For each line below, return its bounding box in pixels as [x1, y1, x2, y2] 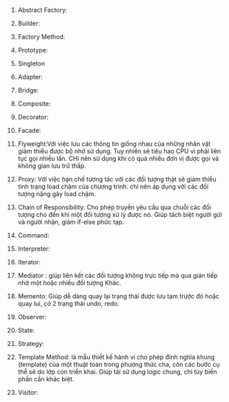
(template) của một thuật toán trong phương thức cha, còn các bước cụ [17, 361, 220, 368]
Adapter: [17, 73, 43, 81]
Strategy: [17, 340, 44, 347]
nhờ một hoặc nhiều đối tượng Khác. [17, 279, 121, 287]
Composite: [17, 99, 51, 108]
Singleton [17, 59, 46, 68]
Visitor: [17, 388, 39, 396]
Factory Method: [17, 32, 66, 41]
